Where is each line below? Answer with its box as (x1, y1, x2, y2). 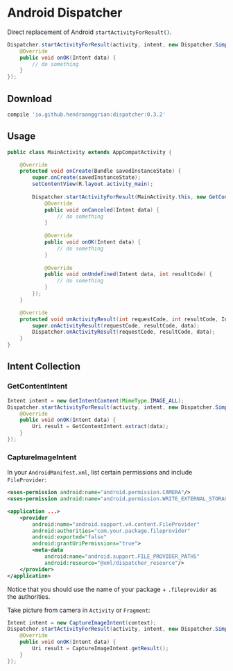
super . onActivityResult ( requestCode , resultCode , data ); (32, 322, 200, 329)
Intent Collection (7, 361, 81, 373)
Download (7, 92, 52, 105)
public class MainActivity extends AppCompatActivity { (7, 148, 172, 155)
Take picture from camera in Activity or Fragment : (7, 606, 150, 614)
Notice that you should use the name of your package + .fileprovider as (7, 585, 217, 593)
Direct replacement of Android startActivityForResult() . (7, 28, 172, 36)
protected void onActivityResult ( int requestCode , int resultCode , (19, 316, 218, 323)
